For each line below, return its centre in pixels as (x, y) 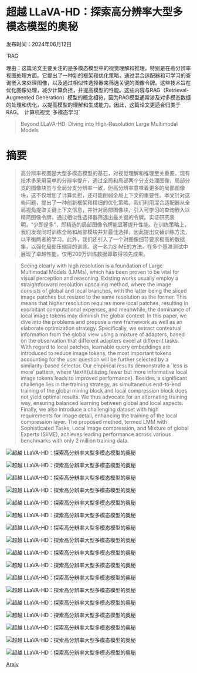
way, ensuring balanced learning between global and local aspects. (102, 403)
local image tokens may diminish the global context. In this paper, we (103, 316)
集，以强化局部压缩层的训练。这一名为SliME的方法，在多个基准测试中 (104, 246)
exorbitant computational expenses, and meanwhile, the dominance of (106, 309)
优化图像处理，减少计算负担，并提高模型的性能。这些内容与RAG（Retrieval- (98, 90)
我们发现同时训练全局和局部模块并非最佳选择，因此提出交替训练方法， (105, 232)
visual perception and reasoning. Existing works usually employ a (99, 278)
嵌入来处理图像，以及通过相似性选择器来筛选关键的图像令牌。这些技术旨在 (101, 82)
